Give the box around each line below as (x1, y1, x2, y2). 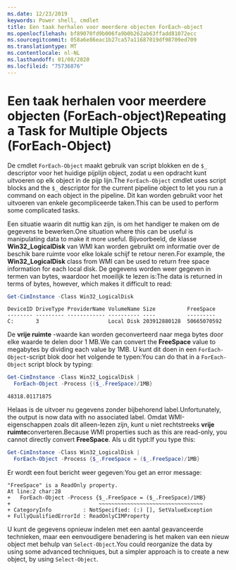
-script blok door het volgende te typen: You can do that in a (25, 353, 200, 361)
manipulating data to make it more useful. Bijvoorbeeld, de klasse (7, 234, 197, 243)
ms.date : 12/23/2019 (7, 10, 68, 18)
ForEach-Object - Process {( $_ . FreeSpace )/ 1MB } (13, 381, 153, 388)
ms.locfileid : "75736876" (7, 63, 83, 70)
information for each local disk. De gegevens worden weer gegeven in (7, 265, 211, 273)
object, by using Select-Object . (7, 555, 99, 563)
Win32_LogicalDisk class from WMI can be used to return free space (7, 257, 210, 265)
